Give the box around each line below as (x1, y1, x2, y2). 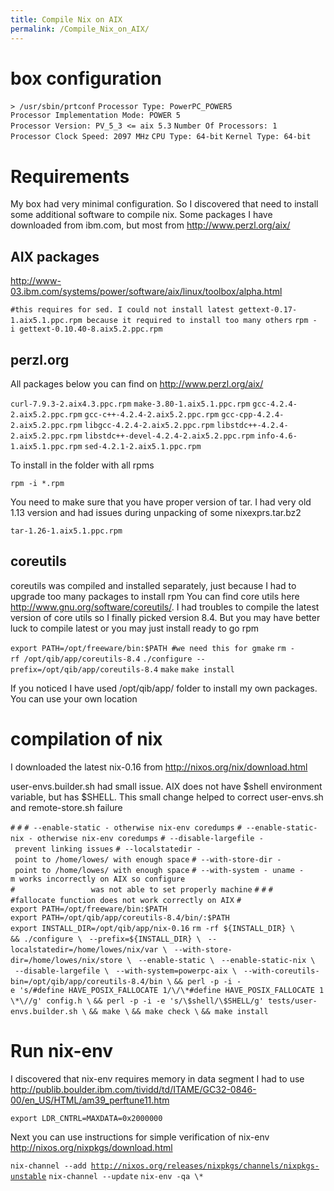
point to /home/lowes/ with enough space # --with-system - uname (14, 865, 295, 875)
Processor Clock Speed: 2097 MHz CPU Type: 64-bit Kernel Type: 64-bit (10, 132, 312, 142)
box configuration (10, 67, 163, 90)
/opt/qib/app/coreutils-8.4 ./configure (23, 654, 193, 664)
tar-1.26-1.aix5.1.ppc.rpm (10, 526, 123, 536)
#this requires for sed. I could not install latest (10, 305, 235, 315)
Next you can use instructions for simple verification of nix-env (10, 1131, 270, 1143)
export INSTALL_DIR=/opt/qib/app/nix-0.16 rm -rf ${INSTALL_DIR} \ (10, 923, 295, 933)
